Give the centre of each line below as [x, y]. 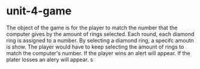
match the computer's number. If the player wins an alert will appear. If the [98, 53]
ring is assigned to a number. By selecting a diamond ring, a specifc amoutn [100, 40]
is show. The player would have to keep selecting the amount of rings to [95, 47]
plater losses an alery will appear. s [50, 59]
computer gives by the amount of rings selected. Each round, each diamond [100, 34]
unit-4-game [39, 11]
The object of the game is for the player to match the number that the [92, 28]
